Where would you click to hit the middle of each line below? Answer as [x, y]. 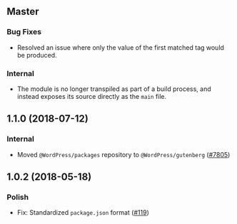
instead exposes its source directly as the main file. [92, 96]
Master [23, 12]
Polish [18, 197]
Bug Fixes [24, 32]
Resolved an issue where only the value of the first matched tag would [120, 47]
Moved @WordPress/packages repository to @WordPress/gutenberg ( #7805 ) [123, 154]
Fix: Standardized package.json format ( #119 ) [83, 213]
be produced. [37, 55]
